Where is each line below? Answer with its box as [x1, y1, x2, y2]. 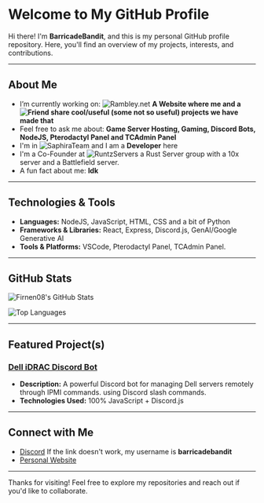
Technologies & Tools [8, 196, 115, 210]
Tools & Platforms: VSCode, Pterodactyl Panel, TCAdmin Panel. [19, 242, 226, 251]
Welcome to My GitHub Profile [8, 5, 210, 24]
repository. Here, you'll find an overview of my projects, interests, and [8, 39, 234, 49]
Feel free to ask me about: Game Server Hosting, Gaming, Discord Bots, [19, 124, 256, 133]
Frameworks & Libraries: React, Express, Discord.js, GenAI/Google [19, 225, 237, 235]
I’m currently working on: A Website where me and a [19, 99, 241, 108]
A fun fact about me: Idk [19, 166, 99, 175]
